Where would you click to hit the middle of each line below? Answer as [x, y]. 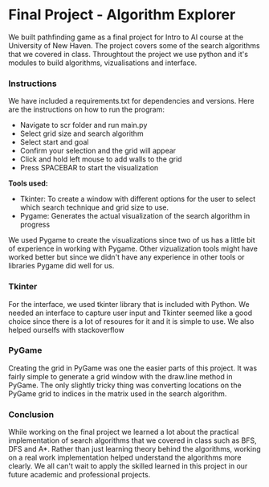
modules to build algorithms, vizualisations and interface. [103, 63]
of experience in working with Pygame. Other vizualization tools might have [133, 249]
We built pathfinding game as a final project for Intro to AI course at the [126, 37]
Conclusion [31, 414]
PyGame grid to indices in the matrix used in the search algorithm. [118, 393]
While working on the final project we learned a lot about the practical [124, 432]
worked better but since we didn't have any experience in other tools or [126, 257]
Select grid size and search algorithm [82, 133]
